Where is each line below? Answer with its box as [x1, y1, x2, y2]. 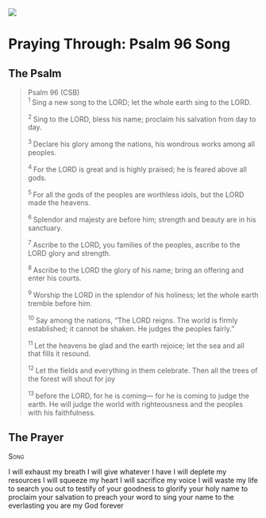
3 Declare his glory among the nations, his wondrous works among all [27, 138, 256, 149]
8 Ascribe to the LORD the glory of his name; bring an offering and [27, 264, 245, 275]
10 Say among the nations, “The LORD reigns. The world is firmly [27, 314, 238, 325]
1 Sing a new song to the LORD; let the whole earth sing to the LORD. [27, 96, 252, 106]
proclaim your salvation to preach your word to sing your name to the [8, 493, 234, 502]
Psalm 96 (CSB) [27, 87, 80, 97]
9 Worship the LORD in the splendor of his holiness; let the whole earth [27, 289, 259, 300]
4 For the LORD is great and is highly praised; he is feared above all [27, 163, 248, 174]
